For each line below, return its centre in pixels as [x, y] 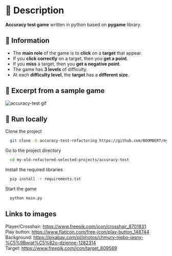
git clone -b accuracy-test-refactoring [53, 141]
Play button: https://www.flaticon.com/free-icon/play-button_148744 [77, 231]
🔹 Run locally [26, 119]
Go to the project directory [33, 151]
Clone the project [24, 131]
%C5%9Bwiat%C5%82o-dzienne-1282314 [51, 243]
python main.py [26, 198]
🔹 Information [27, 41]
